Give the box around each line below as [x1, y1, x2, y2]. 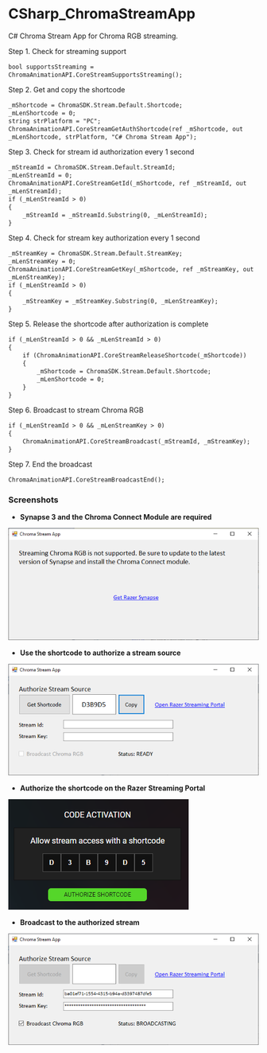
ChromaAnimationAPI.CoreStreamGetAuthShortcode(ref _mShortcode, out [8, 125, 244, 133]
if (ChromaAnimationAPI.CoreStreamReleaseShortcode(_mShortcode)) [22, 351, 247, 359]
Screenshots [8, 494, 59, 505]
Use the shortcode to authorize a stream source [19, 648, 181, 657]
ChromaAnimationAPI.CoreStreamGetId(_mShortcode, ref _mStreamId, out [8, 179, 247, 187]
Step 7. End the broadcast [8, 459, 93, 469]
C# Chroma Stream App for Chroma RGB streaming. [8, 31, 179, 41]
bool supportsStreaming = [8, 63, 94, 71]
